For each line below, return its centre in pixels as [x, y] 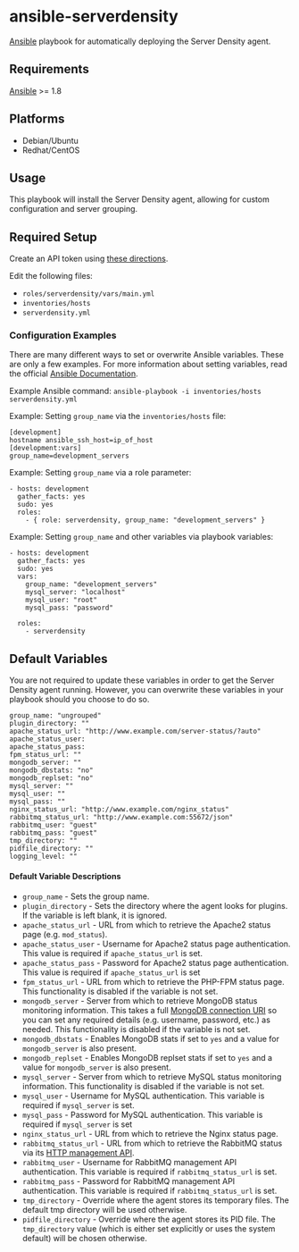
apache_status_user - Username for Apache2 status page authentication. [156, 944]
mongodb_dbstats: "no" [51, 770]
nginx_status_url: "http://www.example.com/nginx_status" [119, 810]
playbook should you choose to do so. [79, 700]
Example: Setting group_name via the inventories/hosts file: [118, 416]
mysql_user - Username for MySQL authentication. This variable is [143, 1096]
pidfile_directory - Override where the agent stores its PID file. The [149, 1219]
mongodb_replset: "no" [51, 778]
